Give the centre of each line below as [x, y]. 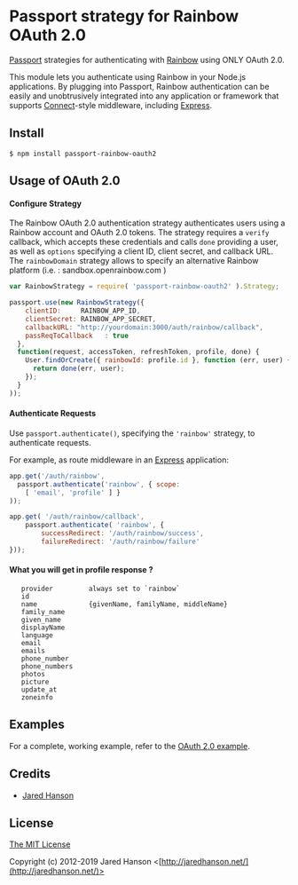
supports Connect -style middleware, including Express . [111, 105]
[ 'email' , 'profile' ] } [73, 493]
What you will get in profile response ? [81, 570]
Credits [30, 774]
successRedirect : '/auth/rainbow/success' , [122, 533]
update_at [39, 690]
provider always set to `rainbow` [100, 589]
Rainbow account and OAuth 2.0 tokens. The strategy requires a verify [139, 233]
